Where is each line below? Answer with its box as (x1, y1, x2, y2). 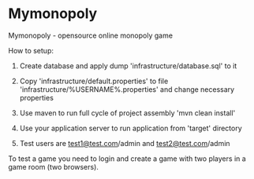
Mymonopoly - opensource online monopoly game (8, 31, 174, 40)
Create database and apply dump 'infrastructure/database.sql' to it (19, 60, 237, 71)
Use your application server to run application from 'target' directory (19, 123, 242, 133)
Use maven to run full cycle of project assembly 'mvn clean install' (19, 108, 236, 118)
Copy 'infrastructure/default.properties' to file (19, 76, 169, 86)
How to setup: (8, 46, 54, 55)
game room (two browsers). (8, 162, 99, 171)
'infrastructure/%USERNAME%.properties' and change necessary (19, 84, 235, 94)
